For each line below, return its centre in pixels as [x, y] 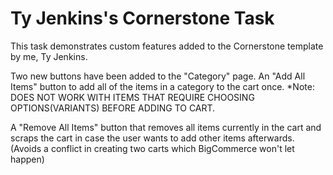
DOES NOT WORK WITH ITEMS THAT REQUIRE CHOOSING [132, 97]
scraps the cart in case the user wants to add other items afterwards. [152, 138]
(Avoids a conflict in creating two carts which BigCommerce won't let [152, 148]
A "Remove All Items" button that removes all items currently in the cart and [166, 127]
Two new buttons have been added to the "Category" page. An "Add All [158, 76]
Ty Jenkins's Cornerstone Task [142, 18]
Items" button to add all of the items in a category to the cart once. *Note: [162, 86]
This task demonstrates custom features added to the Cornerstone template [167, 46]
